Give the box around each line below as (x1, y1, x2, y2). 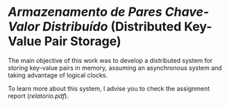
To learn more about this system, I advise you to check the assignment (8, 84, 210, 93)
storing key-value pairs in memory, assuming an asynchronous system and (8, 64, 223, 72)
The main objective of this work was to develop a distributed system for (8, 56, 213, 64)
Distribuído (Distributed (42, 19, 182, 35)
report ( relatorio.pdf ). (8, 91, 69, 100)
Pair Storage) (44, 34, 121, 49)
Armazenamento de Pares (8, 4, 162, 20)
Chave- (164, 4, 210, 20)
